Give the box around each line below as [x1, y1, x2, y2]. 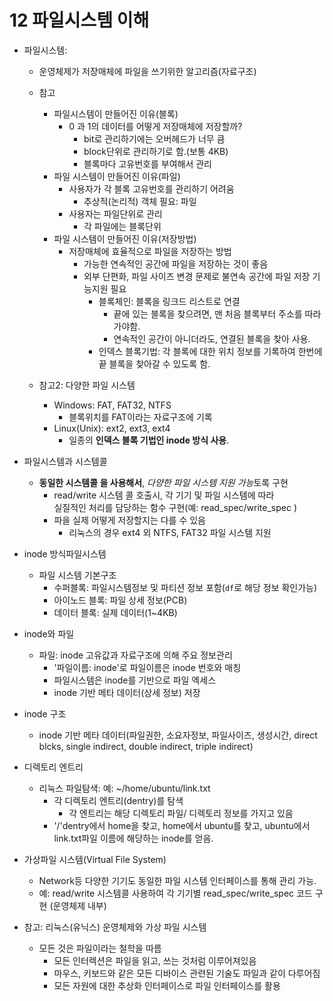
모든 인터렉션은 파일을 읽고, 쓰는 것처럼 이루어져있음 [53, 954, 257, 966]
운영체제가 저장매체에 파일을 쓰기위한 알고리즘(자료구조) [38, 65, 257, 77]
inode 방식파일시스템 [23, 547, 107, 560]
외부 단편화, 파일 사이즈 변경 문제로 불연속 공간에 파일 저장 [83, 270, 311, 282]
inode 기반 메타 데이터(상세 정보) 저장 [53, 686, 201, 698]
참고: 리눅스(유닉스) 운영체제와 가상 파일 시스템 [23, 921, 207, 933]
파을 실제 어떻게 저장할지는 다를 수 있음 [53, 514, 206, 526]
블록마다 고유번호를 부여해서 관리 [83, 157, 212, 170]
